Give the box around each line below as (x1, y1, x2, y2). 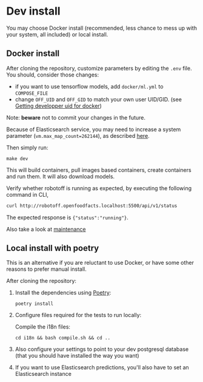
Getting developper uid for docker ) (15, 102, 102, 109)
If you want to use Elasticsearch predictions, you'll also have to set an (15, 364, 189, 371)
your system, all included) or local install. (6, 30, 108, 38)
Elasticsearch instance (15, 370, 72, 378)
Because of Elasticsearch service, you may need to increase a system (6, 126, 181, 133)
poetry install (15, 301, 54, 307)
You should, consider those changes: (6, 71, 99, 78)
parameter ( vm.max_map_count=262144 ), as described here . (6, 132, 150, 139)
